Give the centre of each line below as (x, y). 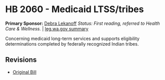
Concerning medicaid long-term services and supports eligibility (72, 38)
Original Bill (25, 72)
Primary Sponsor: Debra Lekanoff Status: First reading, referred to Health (83, 23)
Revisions (21, 60)
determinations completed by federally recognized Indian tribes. (72, 44)
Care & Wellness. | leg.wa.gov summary (47, 28)
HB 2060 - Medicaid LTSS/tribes (75, 9)
